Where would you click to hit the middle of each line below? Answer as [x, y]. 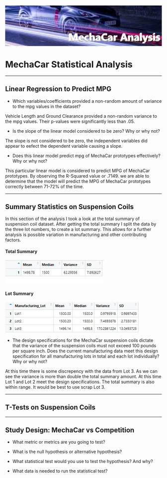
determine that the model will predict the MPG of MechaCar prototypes [78, 181]
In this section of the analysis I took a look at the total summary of [73, 219]
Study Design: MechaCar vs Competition [70, 430]
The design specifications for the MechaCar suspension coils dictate [83, 340]
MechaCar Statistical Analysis [69, 65]
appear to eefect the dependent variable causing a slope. [64, 146]
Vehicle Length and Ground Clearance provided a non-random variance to [81, 116]
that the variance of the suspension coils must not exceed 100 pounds [84, 345]
